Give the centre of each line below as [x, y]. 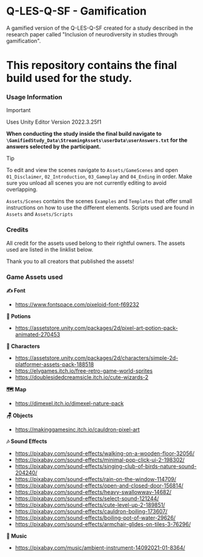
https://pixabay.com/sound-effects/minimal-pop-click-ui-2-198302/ [100, 460]
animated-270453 [38, 335]
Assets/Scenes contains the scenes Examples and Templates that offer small [99, 201]
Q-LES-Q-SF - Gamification [76, 11]
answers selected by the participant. [54, 147]
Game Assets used [35, 277]
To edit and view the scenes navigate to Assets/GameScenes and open [92, 170]
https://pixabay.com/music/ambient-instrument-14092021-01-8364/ [100, 548]
